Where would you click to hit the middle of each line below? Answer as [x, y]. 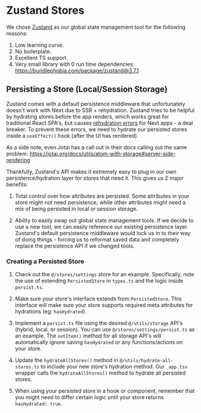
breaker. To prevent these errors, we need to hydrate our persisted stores [97, 129]
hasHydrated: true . [39, 404]
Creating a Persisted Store [45, 261]
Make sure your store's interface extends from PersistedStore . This [98, 299]
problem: [17, 153]
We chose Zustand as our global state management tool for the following [96, 27]
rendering [18, 160]
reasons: [17, 33]
